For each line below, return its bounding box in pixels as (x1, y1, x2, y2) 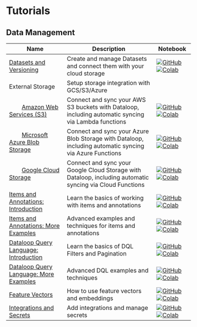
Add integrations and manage (66, 304, 148, 312)
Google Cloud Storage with (66, 166, 141, 174)
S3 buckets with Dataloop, (66, 103, 140, 111)
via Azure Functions (66, 149, 122, 157)
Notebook (158, 45, 186, 53)
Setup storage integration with (66, 79, 151, 87)
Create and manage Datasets (66, 54, 147, 63)
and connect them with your (66, 62, 144, 70)
